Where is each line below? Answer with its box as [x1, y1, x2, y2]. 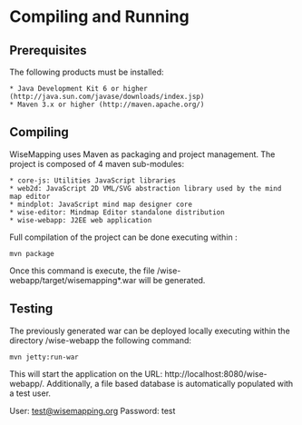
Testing [9, 301, 54, 317]
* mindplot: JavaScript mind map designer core [9, 200, 193, 209]
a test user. [9, 388, 52, 399]
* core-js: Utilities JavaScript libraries [9, 175, 177, 185]
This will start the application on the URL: [9, 368, 163, 379]
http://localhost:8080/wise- [164, 368, 268, 379]
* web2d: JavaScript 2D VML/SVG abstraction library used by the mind [9, 183, 282, 193]
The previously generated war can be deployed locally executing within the [9, 325, 290, 336]
